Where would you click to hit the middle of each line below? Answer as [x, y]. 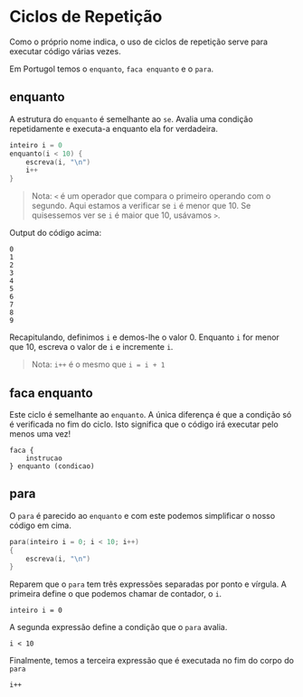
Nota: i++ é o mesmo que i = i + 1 [98, 364]
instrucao [44, 458]
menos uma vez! [40, 433]
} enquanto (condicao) [52, 466]
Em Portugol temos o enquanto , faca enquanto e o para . [112, 69]
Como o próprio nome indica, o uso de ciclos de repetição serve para [139, 42]
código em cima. [41, 525]
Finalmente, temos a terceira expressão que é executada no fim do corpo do [151, 661]
